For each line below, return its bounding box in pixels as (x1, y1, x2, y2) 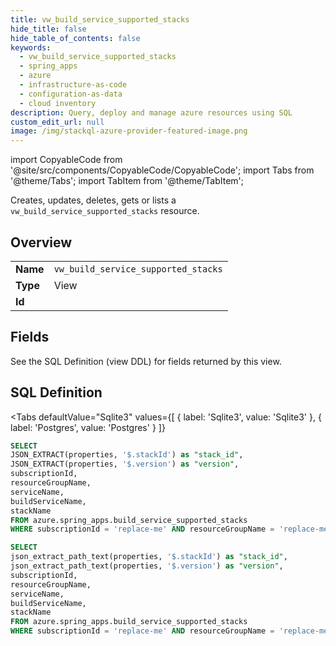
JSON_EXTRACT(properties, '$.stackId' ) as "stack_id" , (10, 450, 244, 460)
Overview (10, 234, 73, 251)
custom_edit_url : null (10, 117, 105, 127)
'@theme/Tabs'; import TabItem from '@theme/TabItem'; (10, 175, 244, 187)
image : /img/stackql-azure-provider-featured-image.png (10, 126, 248, 136)
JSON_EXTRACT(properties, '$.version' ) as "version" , (10, 459, 240, 470)
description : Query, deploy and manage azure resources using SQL (10, 107, 293, 118)
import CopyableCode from (10, 154, 123, 166)
